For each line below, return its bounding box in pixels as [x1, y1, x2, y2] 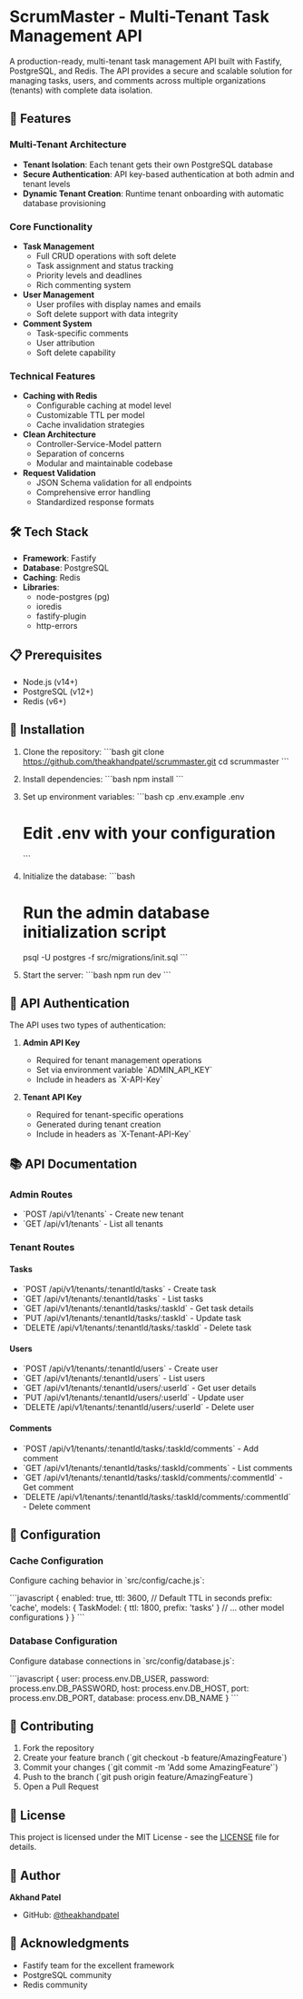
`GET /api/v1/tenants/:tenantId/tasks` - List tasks [22, 1293, 204, 1305]
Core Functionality [9, 220, 93, 233]
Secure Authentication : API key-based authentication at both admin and [22, 168, 295, 179]
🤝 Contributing [9, 1718, 94, 1734]
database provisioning [22, 197, 106, 208]
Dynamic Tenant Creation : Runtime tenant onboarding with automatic [22, 188, 284, 199]
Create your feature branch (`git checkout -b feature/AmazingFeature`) [22, 1752, 288, 1764]
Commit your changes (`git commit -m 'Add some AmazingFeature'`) [22, 1762, 279, 1773]
